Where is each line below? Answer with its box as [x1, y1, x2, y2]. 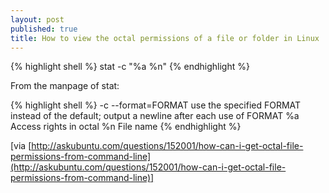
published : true [10, 24, 78, 34]
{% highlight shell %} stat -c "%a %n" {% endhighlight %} [10, 61, 250, 73]
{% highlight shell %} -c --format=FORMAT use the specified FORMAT [10, 99, 302, 111]
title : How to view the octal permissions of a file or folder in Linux [10, 33, 320, 43]
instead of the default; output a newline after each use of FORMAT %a [10, 110, 300, 122]
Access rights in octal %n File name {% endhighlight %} [10, 121, 242, 133]
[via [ [10, 140, 32, 152]
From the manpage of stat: [10, 80, 120, 92]
